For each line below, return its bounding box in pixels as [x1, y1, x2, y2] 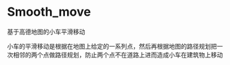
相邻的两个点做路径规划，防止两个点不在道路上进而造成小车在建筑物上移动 [12, 51, 223, 59]
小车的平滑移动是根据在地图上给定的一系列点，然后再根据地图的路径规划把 [7, 42, 217, 50]
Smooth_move [7, 4, 91, 20]
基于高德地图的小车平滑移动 [7, 27, 86, 36]
